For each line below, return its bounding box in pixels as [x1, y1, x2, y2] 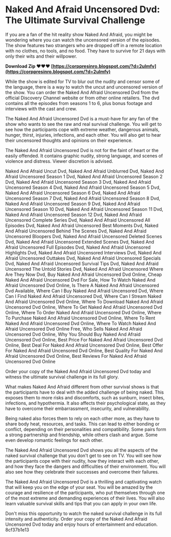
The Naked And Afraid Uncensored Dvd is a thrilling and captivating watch [5, 479, 162, 485]
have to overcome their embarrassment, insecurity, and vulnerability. [5, 405, 150, 412]
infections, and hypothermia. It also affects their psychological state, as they [5, 400, 166, 406]
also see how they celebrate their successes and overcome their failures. [5, 468, 159, 475]
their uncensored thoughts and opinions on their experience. [5, 137, 133, 143]
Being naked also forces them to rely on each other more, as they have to [5, 415, 160, 421]
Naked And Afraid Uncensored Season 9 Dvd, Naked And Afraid [5, 201, 140, 207]
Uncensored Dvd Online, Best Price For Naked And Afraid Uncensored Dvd [5, 336, 163, 342]
